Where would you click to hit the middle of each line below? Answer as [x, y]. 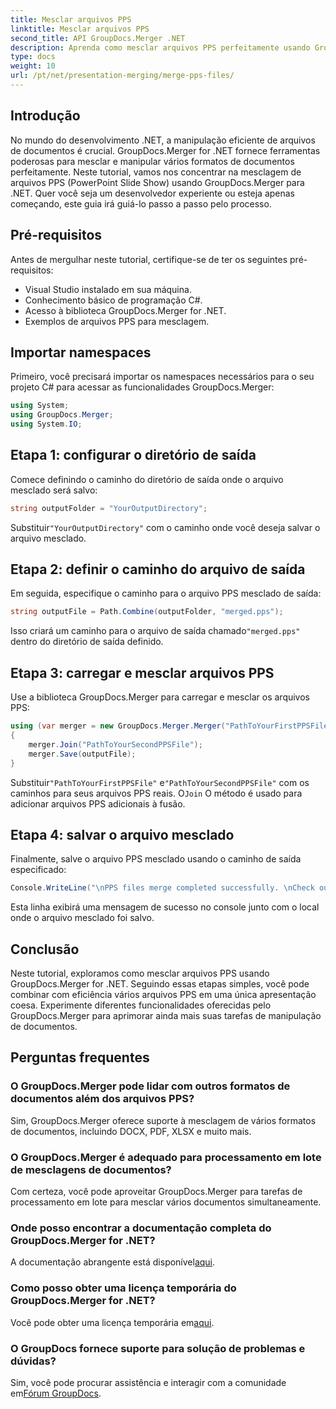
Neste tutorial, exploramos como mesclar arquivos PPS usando [140, 973]
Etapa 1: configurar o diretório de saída [133, 455]
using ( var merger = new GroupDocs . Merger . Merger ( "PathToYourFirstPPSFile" [171, 726]
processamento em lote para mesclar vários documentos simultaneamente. [166, 1202]
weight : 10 [33, 66]
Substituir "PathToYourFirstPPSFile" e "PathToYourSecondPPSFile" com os [160, 782]
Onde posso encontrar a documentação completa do [141, 1228]
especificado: [38, 870]
